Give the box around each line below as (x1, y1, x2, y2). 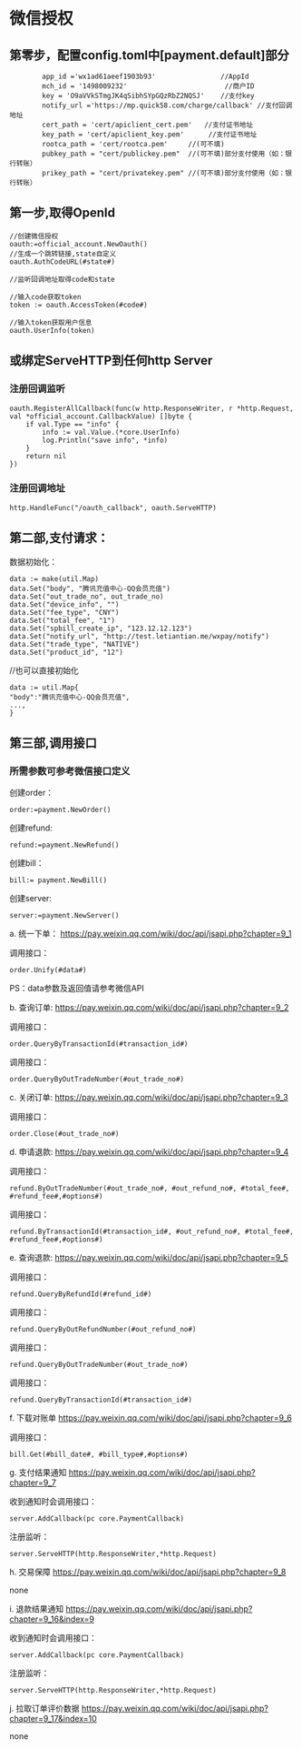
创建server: (9, 893, 53, 904)
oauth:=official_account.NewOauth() (9, 239, 148, 248)
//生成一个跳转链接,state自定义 (9, 249, 117, 258)
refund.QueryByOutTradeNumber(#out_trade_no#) (9, 1361, 189, 1370)
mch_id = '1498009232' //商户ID (42, 82, 255, 91)
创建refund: (9, 822, 53, 833)
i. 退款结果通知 (9, 1603, 64, 1614)
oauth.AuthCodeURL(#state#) (9, 256, 116, 266)
